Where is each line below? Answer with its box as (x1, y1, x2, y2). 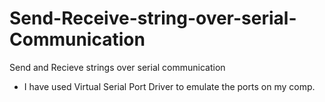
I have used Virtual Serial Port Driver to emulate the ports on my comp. (23, 80, 316, 92)
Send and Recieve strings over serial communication (9, 61, 226, 73)
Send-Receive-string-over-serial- (9, 7, 297, 30)
